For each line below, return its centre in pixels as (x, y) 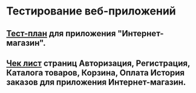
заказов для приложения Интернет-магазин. (96, 82)
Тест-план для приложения (61, 34)
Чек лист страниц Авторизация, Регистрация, (98, 63)
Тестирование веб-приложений (91, 11)
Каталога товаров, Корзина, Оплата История (96, 73)
